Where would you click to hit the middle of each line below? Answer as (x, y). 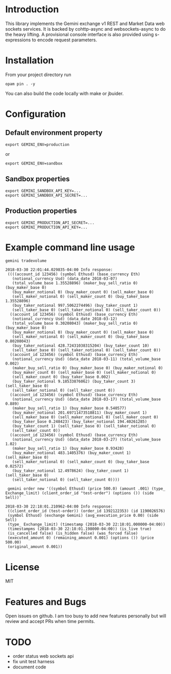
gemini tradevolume (26, 261)
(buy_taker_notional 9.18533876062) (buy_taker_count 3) (74, 381)
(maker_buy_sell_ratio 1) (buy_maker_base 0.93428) (68, 449)
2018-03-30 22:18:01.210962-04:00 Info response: (59, 507)
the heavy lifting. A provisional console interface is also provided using (80, 34)
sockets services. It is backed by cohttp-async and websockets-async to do (86, 29)
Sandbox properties (38, 179)
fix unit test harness (33, 662)
